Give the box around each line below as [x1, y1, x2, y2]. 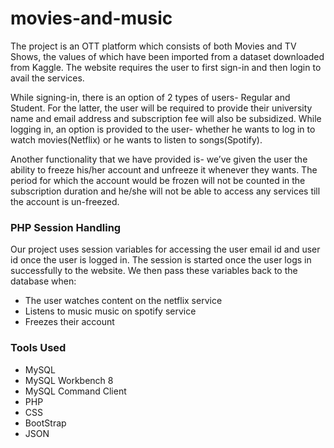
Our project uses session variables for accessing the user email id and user [10, 243, 321, 256]
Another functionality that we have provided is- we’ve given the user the [10, 153, 308, 165]
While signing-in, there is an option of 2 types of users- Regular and [10, 91, 291, 103]
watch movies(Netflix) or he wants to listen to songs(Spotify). [10, 133, 263, 146]
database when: [10, 275, 77, 287]
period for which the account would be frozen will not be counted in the [10, 174, 306, 186]
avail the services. [10, 72, 85, 84]
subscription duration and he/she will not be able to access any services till [10, 185, 321, 197]
